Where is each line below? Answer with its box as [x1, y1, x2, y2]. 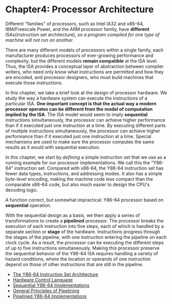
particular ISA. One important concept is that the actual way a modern [5, 100, 157, 106]
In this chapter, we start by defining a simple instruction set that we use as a [5, 154, 166, 160]
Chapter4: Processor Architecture [5, 4, 154, 15]
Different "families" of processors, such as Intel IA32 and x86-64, [5, 21, 144, 27]
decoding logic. [5, 186, 39, 193]
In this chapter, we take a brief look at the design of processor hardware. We [5, 89, 167, 96]
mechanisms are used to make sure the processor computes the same [5, 139, 155, 145]
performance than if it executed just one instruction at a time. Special [5, 133, 151, 139]
